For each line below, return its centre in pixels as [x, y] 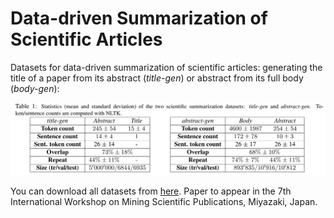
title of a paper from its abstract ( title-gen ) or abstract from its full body [157, 78]
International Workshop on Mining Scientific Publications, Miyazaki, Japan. [164, 201]
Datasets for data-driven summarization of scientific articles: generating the [166, 67]
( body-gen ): [35, 88]
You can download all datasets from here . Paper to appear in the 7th [151, 191]
